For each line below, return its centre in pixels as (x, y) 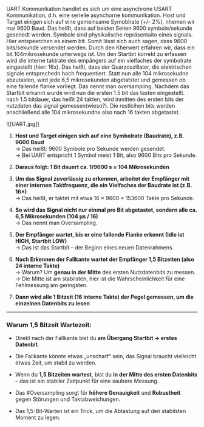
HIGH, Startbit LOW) (41, 241)
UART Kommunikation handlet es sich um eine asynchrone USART (89, 9)
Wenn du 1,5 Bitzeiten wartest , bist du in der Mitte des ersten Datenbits (106, 375)
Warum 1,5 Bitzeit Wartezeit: (49, 325)
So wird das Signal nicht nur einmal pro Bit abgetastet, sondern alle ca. (106, 210)
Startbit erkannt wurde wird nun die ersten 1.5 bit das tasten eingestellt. (96, 93)
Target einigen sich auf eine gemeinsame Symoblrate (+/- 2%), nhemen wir (101, 22)
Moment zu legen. (38, 418)
